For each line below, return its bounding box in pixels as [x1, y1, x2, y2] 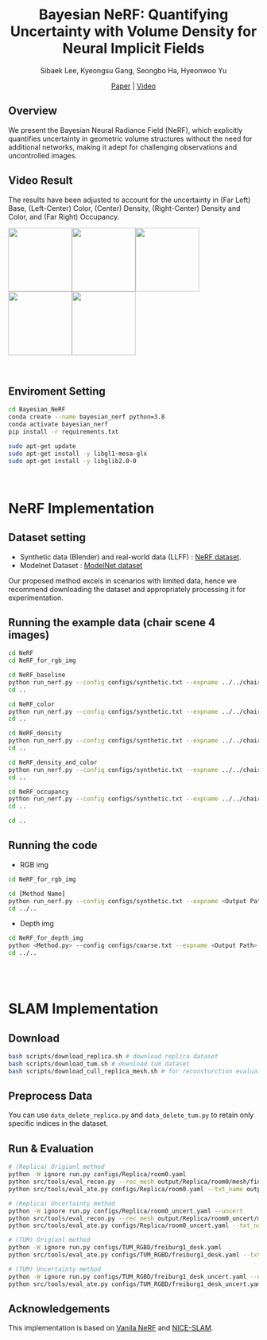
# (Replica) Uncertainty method [8, 1199, 115, 1207]
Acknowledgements [8, 1302, 110, 1315]
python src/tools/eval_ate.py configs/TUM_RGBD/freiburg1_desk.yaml [8, 1251, 240, 1259]
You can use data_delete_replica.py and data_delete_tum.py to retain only [8, 1110, 254, 1120]
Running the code [8, 839, 98, 852]
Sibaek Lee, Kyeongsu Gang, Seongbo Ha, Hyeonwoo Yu [40, 65, 227, 75]
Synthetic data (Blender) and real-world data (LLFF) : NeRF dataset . [19, 551, 242, 562]
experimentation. [8, 593, 64, 602]
